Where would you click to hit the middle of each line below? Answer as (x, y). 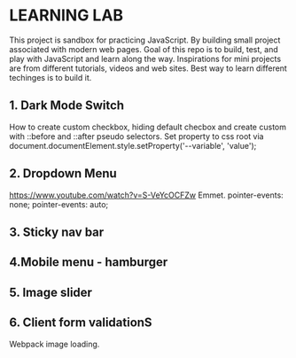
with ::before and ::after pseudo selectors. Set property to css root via (136, 136)
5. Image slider (51, 292)
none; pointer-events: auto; (59, 204)
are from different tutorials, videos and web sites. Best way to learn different (148, 68)
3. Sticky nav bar (57, 232)
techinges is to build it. (51, 77)
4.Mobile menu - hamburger (89, 262)
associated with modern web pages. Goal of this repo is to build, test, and (144, 49)
